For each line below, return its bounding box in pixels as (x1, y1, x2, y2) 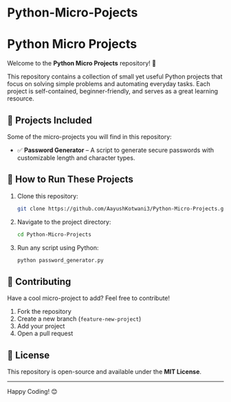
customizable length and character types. (16, 154, 135, 162)
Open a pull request (16, 329, 74, 338)
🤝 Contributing (7, 275, 71, 287)
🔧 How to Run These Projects (7, 173, 134, 185)
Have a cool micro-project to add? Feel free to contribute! (7, 294, 170, 302)
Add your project (16, 322, 65, 330)
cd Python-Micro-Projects (16, 231, 91, 238)
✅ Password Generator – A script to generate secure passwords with (16, 146, 214, 154)
